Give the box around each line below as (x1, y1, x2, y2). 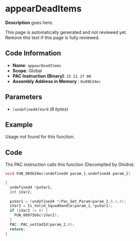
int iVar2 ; (9, 189, 32, 194)
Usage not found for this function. (5, 133, 75, 140)
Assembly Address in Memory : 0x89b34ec (12, 78, 101, 84)
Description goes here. (5, 19, 53, 25)
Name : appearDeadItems (12, 62, 61, 68)
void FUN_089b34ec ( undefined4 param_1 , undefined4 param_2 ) (5, 171, 131, 176)
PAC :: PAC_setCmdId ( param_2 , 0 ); (9, 222, 75, 227)
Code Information (5, 49, 61, 57)
